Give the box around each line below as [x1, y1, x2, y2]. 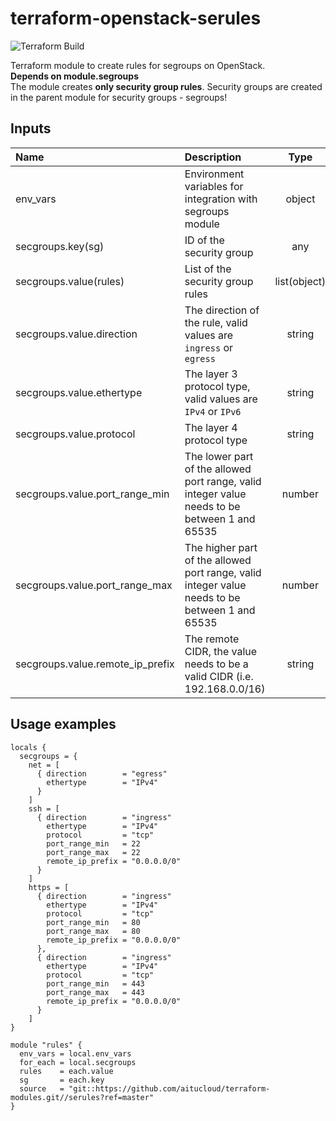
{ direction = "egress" [36, 768, 168, 779]
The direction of [184, 303, 260, 317]
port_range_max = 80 [46, 926, 141, 936]
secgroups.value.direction [15, 327, 138, 341]
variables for [184, 179, 244, 193]
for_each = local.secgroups [19, 1057, 137, 1067]
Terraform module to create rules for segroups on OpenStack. [10, 59, 266, 71]
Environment [184, 167, 245, 181]
